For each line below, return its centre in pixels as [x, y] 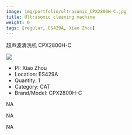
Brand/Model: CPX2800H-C [48, 93]
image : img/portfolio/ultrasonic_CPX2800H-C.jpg [66, 11]
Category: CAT [32, 87]
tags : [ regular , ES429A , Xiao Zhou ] [51, 28]
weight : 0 [18, 22]
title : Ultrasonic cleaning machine [51, 17]
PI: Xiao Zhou [31, 68]
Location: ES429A [36, 75]
